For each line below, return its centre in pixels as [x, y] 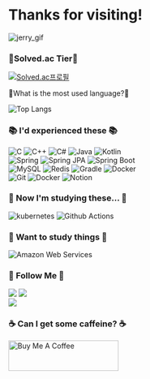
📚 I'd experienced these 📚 [63, 131]
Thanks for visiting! [76, 15]
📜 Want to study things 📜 [58, 237]
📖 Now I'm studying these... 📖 [68, 198]
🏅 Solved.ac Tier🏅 [43, 58]
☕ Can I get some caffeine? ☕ [68, 324]
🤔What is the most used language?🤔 [69, 93]
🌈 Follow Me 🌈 [36, 276]
